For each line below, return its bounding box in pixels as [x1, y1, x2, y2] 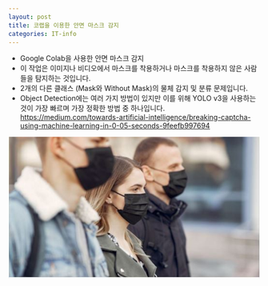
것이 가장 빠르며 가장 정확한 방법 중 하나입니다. [19, 104, 166, 113]
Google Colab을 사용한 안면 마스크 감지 [19, 54, 144, 63]
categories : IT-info [8, 30, 78, 38]
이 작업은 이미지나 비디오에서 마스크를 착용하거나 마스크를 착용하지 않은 [19, 64, 242, 73]
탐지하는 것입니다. [34, 73, 91, 83]
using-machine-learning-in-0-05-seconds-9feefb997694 [19, 121, 210, 131]
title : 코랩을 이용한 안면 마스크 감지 [8, 21, 119, 30]
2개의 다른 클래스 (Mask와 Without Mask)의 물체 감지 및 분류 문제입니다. [19, 84, 248, 93]
